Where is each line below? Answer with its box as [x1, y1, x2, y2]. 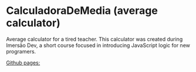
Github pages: [6, 59, 40, 66]
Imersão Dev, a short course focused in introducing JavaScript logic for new [6, 42, 191, 49]
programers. [6, 48, 36, 55]
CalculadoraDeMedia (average [6, 4, 158, 17]
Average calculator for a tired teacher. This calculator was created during [6, 35, 183, 42]
